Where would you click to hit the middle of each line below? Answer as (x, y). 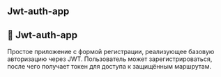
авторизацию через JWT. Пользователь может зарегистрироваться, (110, 59)
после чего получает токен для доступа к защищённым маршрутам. (109, 67)
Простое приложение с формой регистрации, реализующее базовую (111, 52)
